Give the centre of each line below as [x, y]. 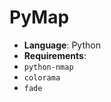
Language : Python [62, 45]
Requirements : [55, 55]
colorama [42, 77]
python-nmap [48, 67]
